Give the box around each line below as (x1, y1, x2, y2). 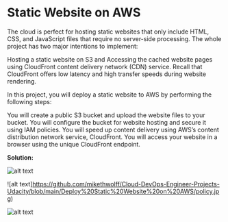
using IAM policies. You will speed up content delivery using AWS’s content (7, 125, 219, 134)
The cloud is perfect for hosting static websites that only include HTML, (7, 27, 210, 36)
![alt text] (7, 180, 33, 188)
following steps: (7, 97, 52, 106)
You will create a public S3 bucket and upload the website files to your (7, 111, 205, 119)
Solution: (7, 153, 34, 162)
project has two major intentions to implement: (7, 42, 138, 50)
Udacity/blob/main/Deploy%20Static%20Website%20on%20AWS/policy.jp (7, 187, 220, 195)
